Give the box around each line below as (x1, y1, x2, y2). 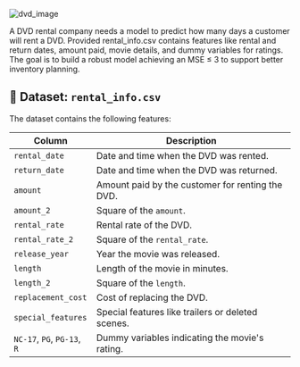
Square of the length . (96, 277, 186, 289)
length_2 (13, 278, 51, 288)
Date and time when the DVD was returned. (96, 163, 279, 176)
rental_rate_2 (13, 234, 74, 245)
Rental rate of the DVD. (96, 219, 193, 231)
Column (33, 134, 69, 146)
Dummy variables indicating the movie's (96, 331, 264, 344)
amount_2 (13, 205, 51, 215)
